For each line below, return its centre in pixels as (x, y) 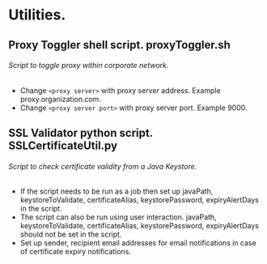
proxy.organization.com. (60, 99)
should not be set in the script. (71, 234)
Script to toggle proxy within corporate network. (89, 66)
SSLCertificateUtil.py (63, 146)
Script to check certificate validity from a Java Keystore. (103, 166)
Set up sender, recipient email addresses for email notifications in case (138, 243)
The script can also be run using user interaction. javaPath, (118, 217)
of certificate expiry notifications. (76, 252)
